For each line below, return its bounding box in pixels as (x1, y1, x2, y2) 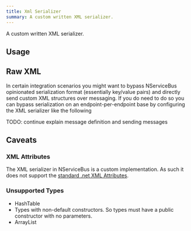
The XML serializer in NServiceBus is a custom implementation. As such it (6, 166, 184, 173)
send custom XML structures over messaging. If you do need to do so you (6, 94, 185, 101)
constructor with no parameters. (14, 212, 92, 219)
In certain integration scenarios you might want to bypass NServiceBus (6, 82, 177, 89)
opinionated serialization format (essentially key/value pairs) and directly (6, 88, 181, 95)
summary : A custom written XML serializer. (6, 14, 114, 20)
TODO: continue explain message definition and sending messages (6, 118, 168, 125)
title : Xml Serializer (6, 8, 61, 15)
